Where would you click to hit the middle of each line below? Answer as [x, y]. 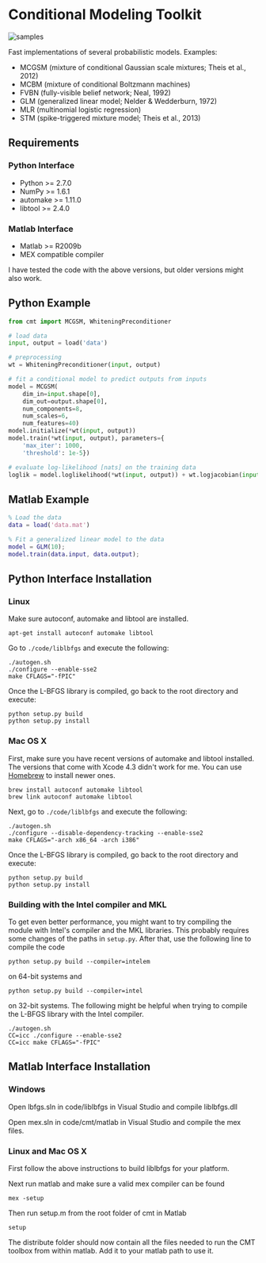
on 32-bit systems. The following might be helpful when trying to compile [128, 1005]
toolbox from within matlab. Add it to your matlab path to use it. [111, 1250]
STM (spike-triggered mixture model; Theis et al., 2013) [110, 117]
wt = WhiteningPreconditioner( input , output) [84, 365]
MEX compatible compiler [62, 254]
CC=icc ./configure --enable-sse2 [65, 1035]
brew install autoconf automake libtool [76, 790]
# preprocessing [35, 358]
